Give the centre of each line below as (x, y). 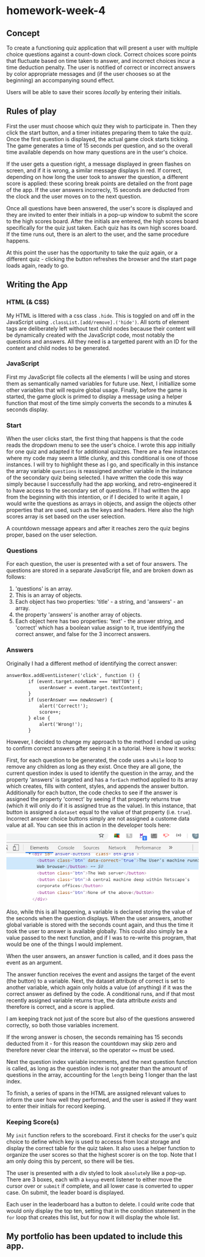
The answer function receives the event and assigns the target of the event (101, 974)
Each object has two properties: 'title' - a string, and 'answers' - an (99, 602)
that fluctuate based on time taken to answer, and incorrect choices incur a (101, 61)
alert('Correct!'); (63, 706)
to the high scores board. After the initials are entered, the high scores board (103, 221)
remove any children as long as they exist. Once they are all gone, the (94, 766)
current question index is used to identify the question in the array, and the (100, 773)
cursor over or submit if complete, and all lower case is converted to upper (100, 1186)
